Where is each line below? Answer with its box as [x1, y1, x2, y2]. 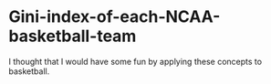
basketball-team [8, 26, 137, 47]
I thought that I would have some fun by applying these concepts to [8, 56, 262, 67]
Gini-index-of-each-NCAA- [8, 6, 221, 27]
